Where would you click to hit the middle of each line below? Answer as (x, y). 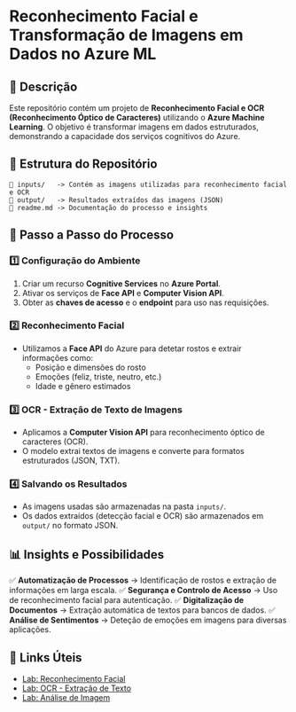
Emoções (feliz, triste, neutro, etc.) (98, 376)
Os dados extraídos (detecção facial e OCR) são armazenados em (143, 516)
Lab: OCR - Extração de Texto (76, 688)
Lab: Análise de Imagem (66, 698)
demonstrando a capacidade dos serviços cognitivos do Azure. (125, 136)
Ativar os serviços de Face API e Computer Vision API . (123, 293)
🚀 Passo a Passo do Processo (92, 235)
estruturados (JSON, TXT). (71, 461)
